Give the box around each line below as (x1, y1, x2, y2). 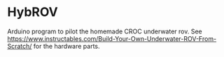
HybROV (7, 4, 58, 20)
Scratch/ (7, 42, 32, 50)
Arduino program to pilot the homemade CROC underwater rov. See (7, 27, 202, 35)
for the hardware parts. (33, 42, 100, 50)
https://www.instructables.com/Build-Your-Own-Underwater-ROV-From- (7, 34, 217, 42)
